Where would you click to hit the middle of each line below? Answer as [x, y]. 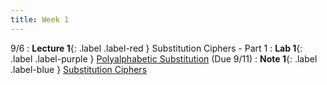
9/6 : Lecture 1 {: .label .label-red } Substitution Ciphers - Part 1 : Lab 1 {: [156, 48]
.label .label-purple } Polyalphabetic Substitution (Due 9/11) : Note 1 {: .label [164, 58]
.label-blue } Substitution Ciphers [79, 69]
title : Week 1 [40, 19]
